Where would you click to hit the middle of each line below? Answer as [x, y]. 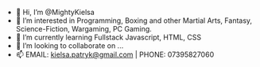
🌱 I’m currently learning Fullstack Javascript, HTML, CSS [108, 37]
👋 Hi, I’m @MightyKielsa [55, 12]
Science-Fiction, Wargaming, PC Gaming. [84, 29]
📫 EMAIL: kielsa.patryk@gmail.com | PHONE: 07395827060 [115, 54]
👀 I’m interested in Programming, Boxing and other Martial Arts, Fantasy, [134, 20]
